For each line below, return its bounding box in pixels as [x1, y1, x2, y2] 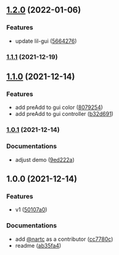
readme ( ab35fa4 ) [15, 242, 62, 249]
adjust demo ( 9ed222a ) [15, 156, 75, 163]
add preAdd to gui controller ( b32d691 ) [15, 110, 114, 118]
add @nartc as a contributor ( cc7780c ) [15, 235, 114, 243]
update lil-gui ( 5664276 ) [15, 37, 78, 45]
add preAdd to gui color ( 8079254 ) [15, 104, 103, 111]
